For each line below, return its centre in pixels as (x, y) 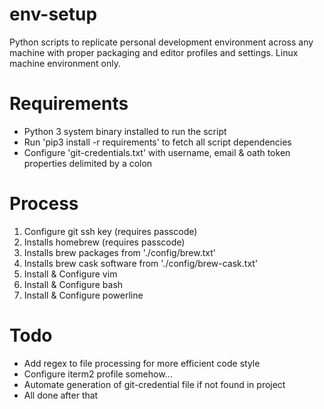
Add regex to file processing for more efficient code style (142, 363)
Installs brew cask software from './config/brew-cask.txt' (141, 263)
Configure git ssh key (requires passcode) (110, 231)
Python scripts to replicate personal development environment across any (161, 42)
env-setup (53, 14)
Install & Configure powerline (83, 295)
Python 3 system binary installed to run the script (125, 131)
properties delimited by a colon (88, 163)
